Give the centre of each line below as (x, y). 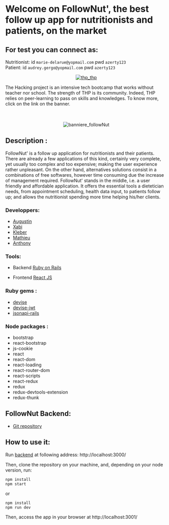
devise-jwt (24, 307)
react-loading (27, 365)
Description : (26, 141)
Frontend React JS (32, 277)
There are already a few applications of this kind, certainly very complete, (83, 158)
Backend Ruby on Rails (37, 268)
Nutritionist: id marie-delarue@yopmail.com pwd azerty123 (66, 62)
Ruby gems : (21, 291)
